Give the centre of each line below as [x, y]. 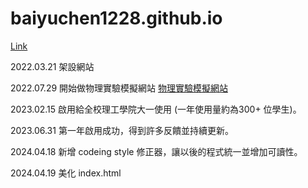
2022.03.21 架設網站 [52, 66]
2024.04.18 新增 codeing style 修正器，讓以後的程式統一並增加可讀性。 [156, 151]
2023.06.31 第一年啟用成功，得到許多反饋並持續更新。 [122, 130]
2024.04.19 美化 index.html [66, 173]
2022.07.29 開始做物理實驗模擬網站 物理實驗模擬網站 [119, 88]
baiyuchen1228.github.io [116, 18]
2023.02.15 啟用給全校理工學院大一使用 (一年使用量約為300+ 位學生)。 [156, 109]
